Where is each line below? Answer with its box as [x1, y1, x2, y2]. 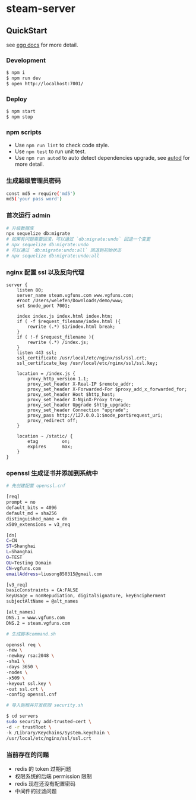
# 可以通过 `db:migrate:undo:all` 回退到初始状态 [6, 247, 122, 253]
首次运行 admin [6, 211, 50, 219]
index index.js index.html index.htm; [17, 314, 113, 320]
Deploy [6, 95, 27, 103]
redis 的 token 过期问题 [14, 765, 71, 772]
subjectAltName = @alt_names [6, 599, 78, 604]
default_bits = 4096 [6, 505, 58, 511]
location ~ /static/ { [17, 433, 73, 439]
